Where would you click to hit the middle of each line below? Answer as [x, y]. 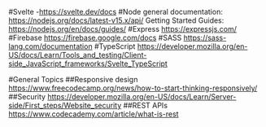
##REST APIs [146, 105]
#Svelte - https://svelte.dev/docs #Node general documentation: [116, 12]
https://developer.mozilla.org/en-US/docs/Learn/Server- [142, 96]
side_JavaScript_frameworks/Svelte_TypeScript [88, 63]
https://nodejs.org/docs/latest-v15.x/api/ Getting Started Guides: [116, 20]
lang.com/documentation [50, 46]
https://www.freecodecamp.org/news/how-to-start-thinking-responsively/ [133, 88]
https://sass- [205, 37]
